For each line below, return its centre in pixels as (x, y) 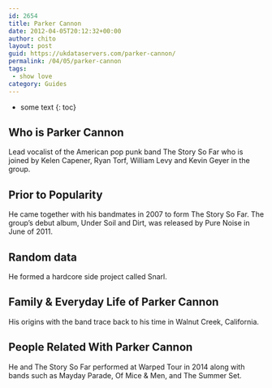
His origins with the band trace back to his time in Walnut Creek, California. (134, 321)
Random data (43, 257)
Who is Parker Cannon (66, 132)
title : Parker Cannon (45, 24)
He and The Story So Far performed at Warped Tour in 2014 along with (127, 367)
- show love (32, 76)
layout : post (30, 46)
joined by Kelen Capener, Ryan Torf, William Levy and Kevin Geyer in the (129, 161)
